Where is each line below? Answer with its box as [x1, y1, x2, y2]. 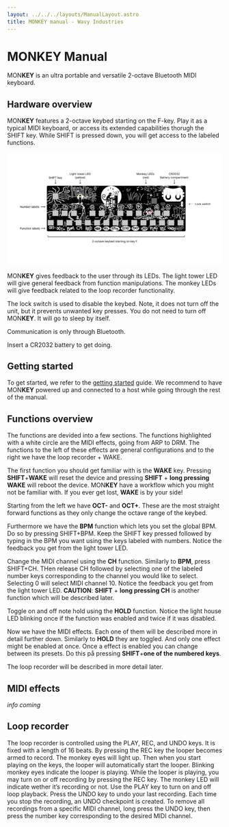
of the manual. [7, 393, 48, 401]
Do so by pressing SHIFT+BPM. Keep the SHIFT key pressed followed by [7, 529, 212, 538]
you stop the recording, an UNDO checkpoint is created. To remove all [7, 797, 205, 805]
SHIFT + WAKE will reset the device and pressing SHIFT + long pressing [7, 474, 210, 482]
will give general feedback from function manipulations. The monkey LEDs [7, 278, 217, 287]
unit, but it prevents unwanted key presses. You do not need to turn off [7, 307, 206, 315]
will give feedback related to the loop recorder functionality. [7, 286, 176, 294]
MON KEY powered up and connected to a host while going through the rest [7, 386, 221, 394]
